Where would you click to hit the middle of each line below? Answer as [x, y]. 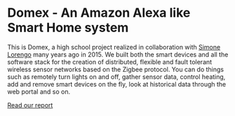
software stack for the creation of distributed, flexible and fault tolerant [110, 61]
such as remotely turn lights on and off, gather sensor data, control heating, [116, 77]
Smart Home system [68, 28]
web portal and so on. [39, 92]
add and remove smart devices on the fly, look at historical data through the [117, 84]
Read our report [30, 105]
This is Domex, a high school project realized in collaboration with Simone [114, 47]
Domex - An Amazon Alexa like [99, 13]
